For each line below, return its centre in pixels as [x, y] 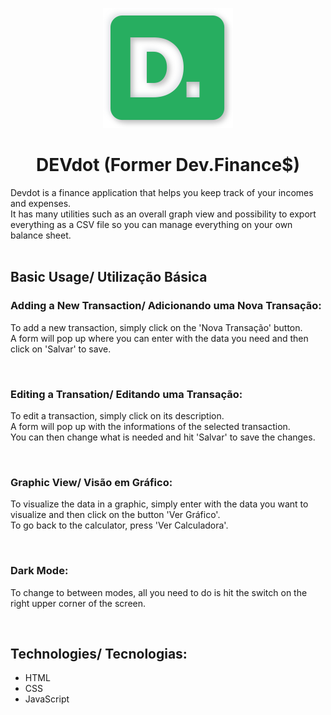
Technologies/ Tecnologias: [99, 653]
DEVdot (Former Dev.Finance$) [168, 165]
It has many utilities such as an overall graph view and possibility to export [163, 214]
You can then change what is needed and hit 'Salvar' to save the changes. [163, 437]
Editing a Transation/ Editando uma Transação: [126, 394]
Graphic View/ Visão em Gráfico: [91, 482]
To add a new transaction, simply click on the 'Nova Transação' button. [156, 327]
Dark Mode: [39, 571]
